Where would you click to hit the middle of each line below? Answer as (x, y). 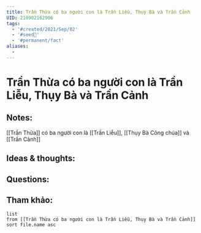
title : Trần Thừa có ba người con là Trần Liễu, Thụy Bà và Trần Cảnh (98, 12)
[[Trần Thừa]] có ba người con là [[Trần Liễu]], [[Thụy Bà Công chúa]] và (98, 132)
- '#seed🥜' (26, 35)
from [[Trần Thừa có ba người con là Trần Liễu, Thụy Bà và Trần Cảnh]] (101, 220)
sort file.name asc (31, 225)
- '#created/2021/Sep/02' (45, 29)
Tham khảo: (30, 200)
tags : (13, 23)
